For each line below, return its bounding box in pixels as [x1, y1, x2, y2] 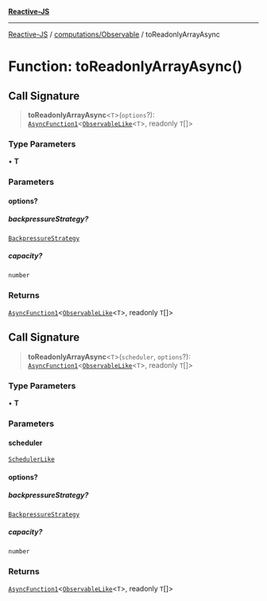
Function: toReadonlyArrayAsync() [8, 57, 243, 76]
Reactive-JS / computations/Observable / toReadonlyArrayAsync [8, 29, 221, 39]
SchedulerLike [8, 455, 56, 464]
